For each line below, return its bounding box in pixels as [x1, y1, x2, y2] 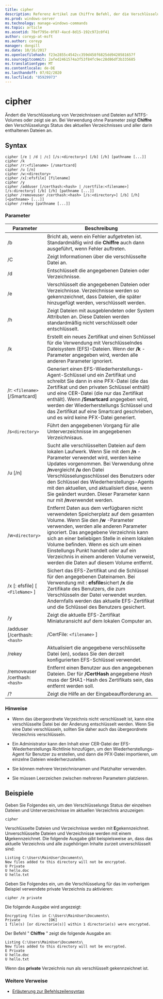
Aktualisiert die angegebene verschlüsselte [47, 644, 146, 651]
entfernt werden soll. [47, 682, 95, 689]
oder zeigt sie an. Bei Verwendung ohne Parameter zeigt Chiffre [23, 117, 152, 123]
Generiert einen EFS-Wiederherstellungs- [47, 365, 144, 372]
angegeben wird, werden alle [72, 351, 138, 358]
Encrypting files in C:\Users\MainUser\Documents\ [5, 913, 110, 918]
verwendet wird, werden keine [72, 454, 141, 461]
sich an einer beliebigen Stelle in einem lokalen [47, 535, 154, 542]
